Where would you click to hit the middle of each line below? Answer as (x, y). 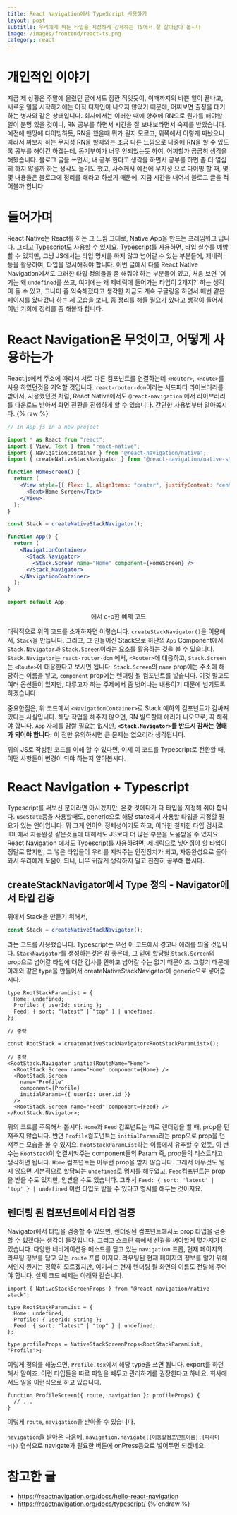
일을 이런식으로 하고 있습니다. (61, 1382)
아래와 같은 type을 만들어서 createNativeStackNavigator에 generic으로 (107, 971)
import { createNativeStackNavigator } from (74, 459)
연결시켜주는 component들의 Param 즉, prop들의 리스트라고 (140, 1153)
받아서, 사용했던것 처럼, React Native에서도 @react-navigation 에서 (102, 396)
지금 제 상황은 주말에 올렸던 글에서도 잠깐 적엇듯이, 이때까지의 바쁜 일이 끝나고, (115, 98)
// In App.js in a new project (53, 427)
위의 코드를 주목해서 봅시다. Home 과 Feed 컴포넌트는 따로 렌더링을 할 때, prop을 (115, 1126)
